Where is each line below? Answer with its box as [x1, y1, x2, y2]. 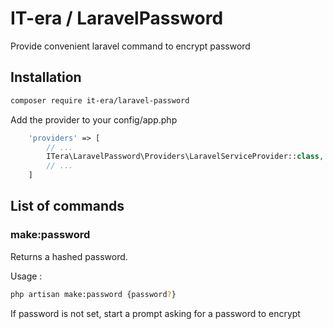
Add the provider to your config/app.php [10, 113, 178, 126]
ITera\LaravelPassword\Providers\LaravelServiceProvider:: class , [46, 152, 325, 162]
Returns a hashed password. [10, 250, 128, 262]
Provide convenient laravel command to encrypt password [10, 40, 251, 52]
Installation [10, 69, 82, 86]
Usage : [10, 270, 43, 282]
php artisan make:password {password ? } [10, 289, 177, 299]
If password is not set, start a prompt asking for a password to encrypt [10, 307, 301, 319]
